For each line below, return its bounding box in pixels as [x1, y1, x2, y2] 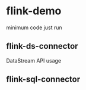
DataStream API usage [6, 57, 62, 64]
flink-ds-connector [6, 41, 78, 51]
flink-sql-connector [6, 75, 81, 85]
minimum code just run [6, 24, 62, 31]
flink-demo [6, 4, 62, 18]
